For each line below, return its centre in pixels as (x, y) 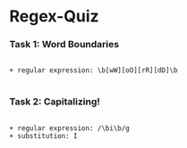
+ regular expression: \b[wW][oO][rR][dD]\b (93, 70)
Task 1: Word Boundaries (64, 45)
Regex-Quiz (55, 16)
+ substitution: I (43, 136)
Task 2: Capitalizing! (55, 102)
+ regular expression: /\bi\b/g (69, 128)
